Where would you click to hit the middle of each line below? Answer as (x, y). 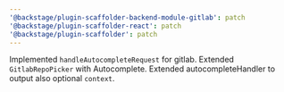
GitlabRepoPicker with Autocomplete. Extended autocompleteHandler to (142, 69)
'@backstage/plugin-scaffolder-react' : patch (95, 26)
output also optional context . (62, 79)
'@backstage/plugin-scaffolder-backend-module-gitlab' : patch (127, 17)
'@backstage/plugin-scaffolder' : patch (84, 34)
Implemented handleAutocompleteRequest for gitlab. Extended (122, 60)
